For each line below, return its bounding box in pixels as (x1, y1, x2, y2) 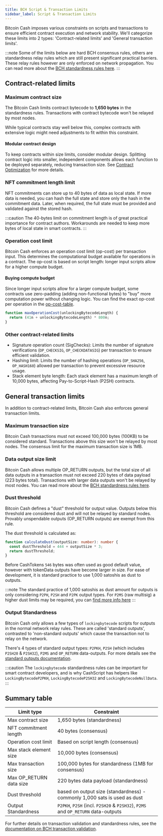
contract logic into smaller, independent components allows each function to (5, 157, 158, 162)
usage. (12, 368, 26, 374)
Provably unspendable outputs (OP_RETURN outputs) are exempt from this (5, 515, 155, 521)
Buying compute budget (5, 275, 55, 281)
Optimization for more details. (5, 167, 65, 173)
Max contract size (7, 717, 49, 723)
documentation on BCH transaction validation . (5, 826, 97, 832)
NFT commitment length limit (5, 179, 75, 186)
